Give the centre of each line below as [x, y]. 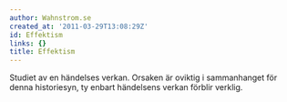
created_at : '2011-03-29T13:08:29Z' [79, 26]
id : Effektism [36, 35]
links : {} [28, 43]
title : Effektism [42, 52]
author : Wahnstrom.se [51, 18]
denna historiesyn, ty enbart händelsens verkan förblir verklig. [126, 87]
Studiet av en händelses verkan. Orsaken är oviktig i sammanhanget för [143, 77]
